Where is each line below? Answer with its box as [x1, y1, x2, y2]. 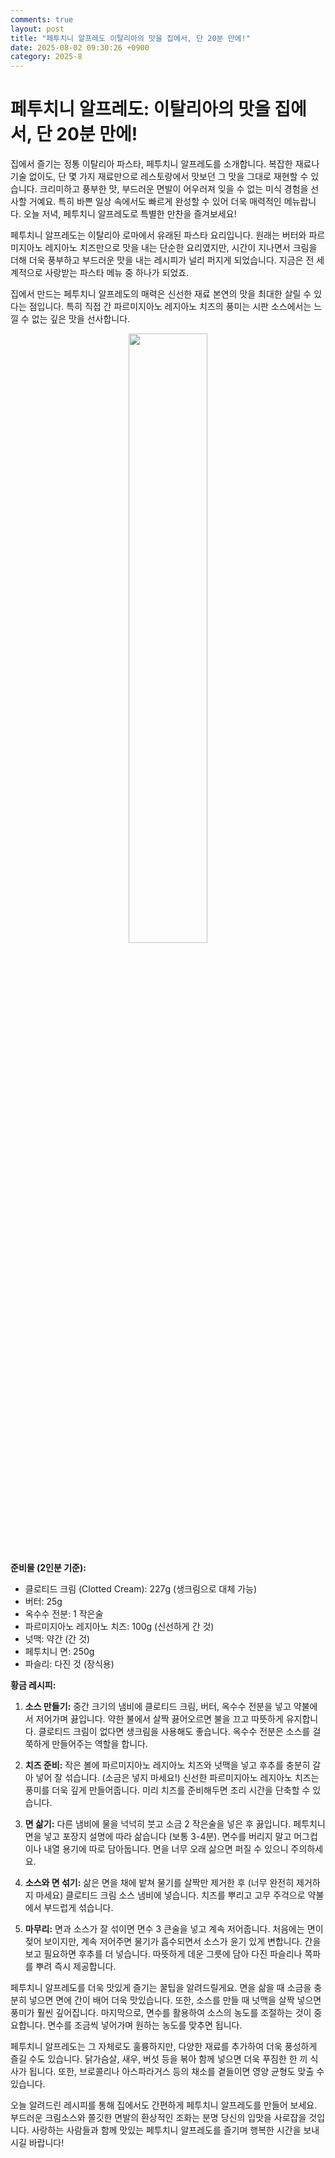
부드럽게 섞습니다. [43, 1902, 114, 1914]
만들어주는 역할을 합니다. [51, 1738, 148, 1750]
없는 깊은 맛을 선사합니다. [31, 313, 131, 325]
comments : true [10, 14, 74, 25]
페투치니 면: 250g [24, 1646, 95, 1658]
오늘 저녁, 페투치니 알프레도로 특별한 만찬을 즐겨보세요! [23, 208, 237, 220]
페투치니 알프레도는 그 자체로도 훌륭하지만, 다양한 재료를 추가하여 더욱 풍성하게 [10, 2041, 318, 2053]
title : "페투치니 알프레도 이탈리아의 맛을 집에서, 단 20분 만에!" [10, 33, 251, 43]
